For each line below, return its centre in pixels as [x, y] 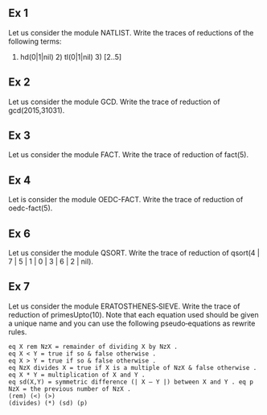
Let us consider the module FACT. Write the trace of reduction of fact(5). [129, 155]
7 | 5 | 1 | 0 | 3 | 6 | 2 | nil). [51, 262]
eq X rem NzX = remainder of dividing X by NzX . [93, 347]
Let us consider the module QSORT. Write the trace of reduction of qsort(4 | [134, 253]
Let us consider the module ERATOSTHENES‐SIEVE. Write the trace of [124, 306]
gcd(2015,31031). [37, 110]
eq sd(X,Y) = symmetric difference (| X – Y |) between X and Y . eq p [131, 382]
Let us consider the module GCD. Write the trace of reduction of [114, 102]
